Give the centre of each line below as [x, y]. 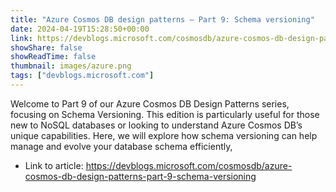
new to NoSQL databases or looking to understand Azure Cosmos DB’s [156, 125]
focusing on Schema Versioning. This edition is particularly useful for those [165, 114]
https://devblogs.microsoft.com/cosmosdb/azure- [189, 165]
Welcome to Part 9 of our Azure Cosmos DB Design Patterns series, [150, 103]
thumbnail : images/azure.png [71, 66]
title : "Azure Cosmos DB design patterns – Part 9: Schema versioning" [162, 19]
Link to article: [54, 165]
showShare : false [46, 47]
